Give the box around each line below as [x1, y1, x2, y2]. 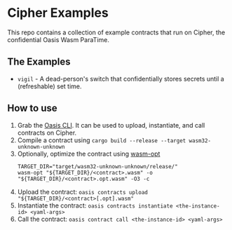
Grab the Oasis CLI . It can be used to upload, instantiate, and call [17, 121, 205, 129]
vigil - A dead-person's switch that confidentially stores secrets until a [17, 74, 224, 83]
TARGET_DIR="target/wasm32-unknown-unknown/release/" [17, 163, 178, 170]
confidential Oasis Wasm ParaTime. [7, 35, 110, 43]
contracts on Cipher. [17, 128, 77, 137]
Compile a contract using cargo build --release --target [17, 135, 186, 144]
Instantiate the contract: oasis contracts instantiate [17, 201, 173, 210]
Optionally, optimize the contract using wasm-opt [17, 149, 161, 158]
